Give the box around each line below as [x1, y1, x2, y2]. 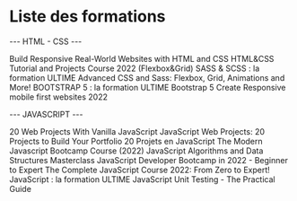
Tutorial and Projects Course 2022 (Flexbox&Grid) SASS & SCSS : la [9, 63, 260, 74]
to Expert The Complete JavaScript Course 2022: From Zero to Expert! [9, 164, 271, 175]
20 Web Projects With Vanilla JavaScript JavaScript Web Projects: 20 [9, 126, 265, 136]
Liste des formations [9, 6, 166, 27]
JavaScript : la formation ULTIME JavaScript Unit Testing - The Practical [9, 173, 275, 185]
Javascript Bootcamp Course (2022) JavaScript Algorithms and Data [9, 145, 264, 156]
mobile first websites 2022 [9, 92, 108, 102]
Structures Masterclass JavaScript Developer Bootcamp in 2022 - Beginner [9, 154, 289, 165]
